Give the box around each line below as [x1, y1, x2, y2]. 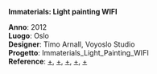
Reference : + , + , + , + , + [8, 56, 88, 66]
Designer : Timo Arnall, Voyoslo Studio [8, 39, 135, 49]
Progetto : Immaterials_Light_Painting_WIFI [8, 48, 149, 57]
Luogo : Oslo [8, 31, 50, 40]
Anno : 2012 [8, 23, 48, 31]
